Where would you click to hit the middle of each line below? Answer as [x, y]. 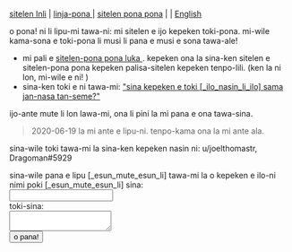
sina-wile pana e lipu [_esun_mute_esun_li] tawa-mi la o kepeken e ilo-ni [142, 175]
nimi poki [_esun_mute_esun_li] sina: [76, 185]
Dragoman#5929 [41, 158]
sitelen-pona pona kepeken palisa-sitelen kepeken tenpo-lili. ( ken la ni [152, 68]
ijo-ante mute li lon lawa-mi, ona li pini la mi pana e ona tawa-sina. [131, 113]
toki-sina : [27, 206]
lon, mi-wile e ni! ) [56, 77]
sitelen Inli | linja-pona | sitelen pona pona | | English [106, 14]
